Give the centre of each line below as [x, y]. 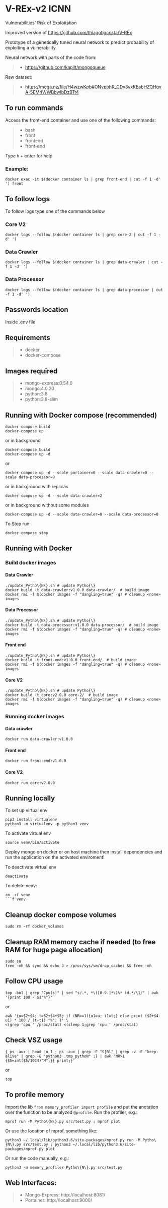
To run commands [34, 108]
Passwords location [37, 310]
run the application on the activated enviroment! [55, 857]
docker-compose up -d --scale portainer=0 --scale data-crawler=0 [76, 473]
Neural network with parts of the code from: [51, 57]
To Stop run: [18, 524]
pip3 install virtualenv [31, 820]
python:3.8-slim [41, 399]
